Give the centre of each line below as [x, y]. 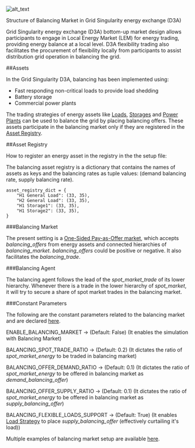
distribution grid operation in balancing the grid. [63, 57]
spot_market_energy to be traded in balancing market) [72, 356]
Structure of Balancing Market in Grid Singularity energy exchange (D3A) [94, 20]
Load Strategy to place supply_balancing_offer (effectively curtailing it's [93, 421]
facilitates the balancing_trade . [43, 257]
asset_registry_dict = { [36, 190]
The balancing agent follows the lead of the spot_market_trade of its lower [95, 279]
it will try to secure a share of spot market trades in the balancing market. [94, 292]
